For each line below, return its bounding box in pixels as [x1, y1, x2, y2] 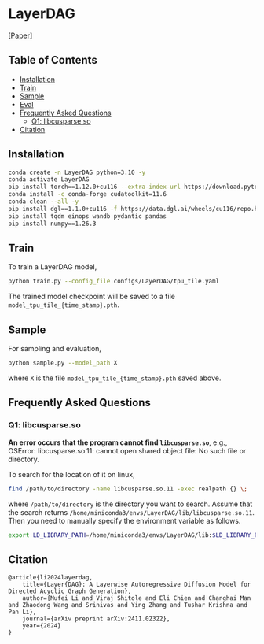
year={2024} [22, 622, 61, 630]
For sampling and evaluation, [8, 344, 102, 353]
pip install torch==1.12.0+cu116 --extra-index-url [8, 183, 181, 191]
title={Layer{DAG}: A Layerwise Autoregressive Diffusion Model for [22, 580, 251, 589]
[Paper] [8, 31, 33, 40]
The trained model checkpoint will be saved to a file [8, 292, 175, 302]
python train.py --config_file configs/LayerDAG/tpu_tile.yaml [8, 277, 220, 286]
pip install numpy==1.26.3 [8, 220, 97, 228]
